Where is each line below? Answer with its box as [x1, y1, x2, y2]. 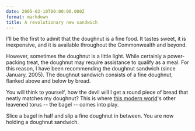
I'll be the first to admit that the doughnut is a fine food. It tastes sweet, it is [6, 36, 186, 43]
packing [6, 59, 26, 66]
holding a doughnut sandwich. [6, 119, 79, 126]
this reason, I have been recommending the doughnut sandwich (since [6, 65, 176, 72]
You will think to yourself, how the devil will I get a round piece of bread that [6, 88, 189, 96]
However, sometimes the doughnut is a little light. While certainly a [6, 53, 166, 60]
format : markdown [6, 14, 48, 20]
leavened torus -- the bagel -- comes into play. [6, 101, 119, 108]
